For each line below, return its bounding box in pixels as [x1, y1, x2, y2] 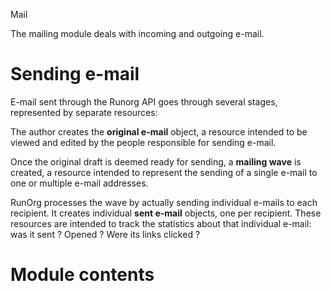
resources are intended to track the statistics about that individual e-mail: [10, 217, 312, 229]
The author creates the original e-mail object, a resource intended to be [10, 125, 308, 138]
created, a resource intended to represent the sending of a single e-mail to [10, 166, 318, 178]
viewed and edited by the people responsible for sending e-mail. [10, 136, 277, 148]
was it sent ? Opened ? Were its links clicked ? [10, 228, 201, 240]
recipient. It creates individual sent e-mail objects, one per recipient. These [10, 207, 322, 219]
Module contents [10, 264, 155, 286]
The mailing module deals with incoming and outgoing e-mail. [10, 28, 265, 39]
